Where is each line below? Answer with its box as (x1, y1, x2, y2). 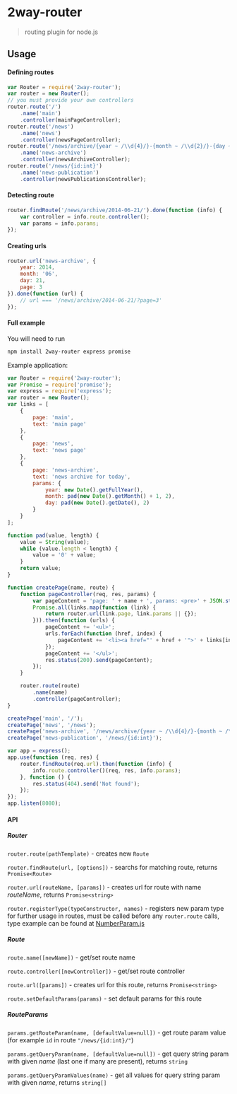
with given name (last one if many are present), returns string (7, 1057, 188, 1065)
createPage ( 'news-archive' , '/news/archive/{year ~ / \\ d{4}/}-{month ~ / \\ (7, 728, 235, 735)
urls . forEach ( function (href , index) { (44, 630, 162, 637)
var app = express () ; (7, 747, 71, 755)
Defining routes (7, 68, 54, 76)
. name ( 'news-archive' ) (20, 149, 87, 156)
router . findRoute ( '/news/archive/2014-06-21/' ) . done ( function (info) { (7, 206, 222, 214)
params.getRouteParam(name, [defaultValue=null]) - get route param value (7, 1028, 226, 1037)
